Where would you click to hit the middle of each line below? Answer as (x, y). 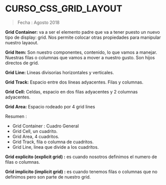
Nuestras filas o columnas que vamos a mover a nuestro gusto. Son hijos (80, 57)
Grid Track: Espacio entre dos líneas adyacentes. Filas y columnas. (74, 82)
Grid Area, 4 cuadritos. (36, 136)
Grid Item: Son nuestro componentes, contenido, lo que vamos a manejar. (81, 52)
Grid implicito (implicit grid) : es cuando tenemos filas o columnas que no (82, 172)
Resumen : (16, 116)
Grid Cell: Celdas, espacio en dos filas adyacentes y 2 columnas (72, 92)
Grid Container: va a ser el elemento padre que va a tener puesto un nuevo (83, 32)
